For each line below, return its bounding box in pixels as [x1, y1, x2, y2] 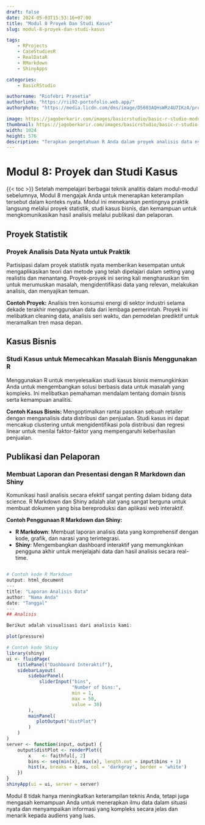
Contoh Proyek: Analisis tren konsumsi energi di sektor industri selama [6, 299, 185, 306]
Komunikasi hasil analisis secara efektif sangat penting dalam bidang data [6, 491, 192, 499]
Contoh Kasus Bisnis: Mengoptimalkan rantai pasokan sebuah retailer [6, 408, 183, 415]
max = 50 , [71, 696, 97, 702]
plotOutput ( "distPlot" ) [36, 718, 97, 725]
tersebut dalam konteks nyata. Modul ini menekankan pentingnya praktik [6, 198, 189, 206]
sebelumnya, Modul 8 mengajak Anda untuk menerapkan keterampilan [6, 192, 184, 199]
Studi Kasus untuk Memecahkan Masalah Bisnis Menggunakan [6, 355, 197, 363]
